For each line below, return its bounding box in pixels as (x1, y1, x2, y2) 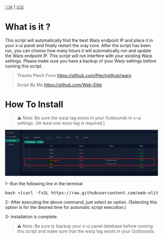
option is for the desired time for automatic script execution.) (5, 204, 127, 210)
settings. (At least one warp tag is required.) (16, 120, 105, 126)
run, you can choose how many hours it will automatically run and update (5, 48, 151, 53)
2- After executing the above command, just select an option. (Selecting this (5, 199, 158, 205)
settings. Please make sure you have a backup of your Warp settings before (5, 58, 157, 64)
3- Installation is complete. (5, 213, 58, 220)
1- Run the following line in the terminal (5, 180, 83, 186)
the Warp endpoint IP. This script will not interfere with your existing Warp (5, 53, 153, 59)
